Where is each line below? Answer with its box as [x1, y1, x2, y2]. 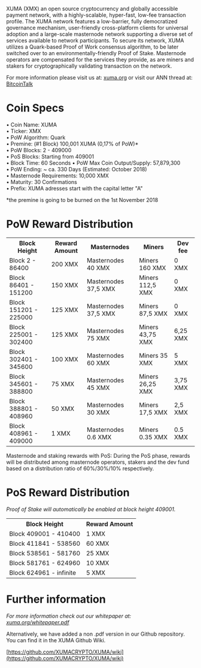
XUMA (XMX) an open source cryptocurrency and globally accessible [6, 5, 178, 12]
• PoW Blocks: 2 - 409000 [6, 146, 72, 153]
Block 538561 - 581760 [9, 549, 81, 557]
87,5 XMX [139, 309, 168, 318]
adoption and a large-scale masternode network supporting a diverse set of [6, 31, 193, 38]
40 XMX [86, 264, 110, 272]
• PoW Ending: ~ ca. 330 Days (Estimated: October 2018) [6, 165, 148, 173]
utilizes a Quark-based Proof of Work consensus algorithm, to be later [6, 43, 179, 50]
